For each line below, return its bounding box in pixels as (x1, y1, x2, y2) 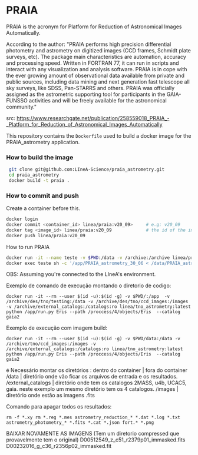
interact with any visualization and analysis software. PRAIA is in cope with (6, 65, 187, 72)
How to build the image (6, 153, 74, 161)
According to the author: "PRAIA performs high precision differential (6, 41, 171, 48)
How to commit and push (6, 191, 80, 200)
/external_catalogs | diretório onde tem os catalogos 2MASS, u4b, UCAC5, (6, 379, 187, 386)
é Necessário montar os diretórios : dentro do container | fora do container (6, 367, 187, 374)
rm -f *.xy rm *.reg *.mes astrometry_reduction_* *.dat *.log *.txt (6, 414, 181, 421)
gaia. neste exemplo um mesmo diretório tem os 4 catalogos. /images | (6, 386, 179, 393)
